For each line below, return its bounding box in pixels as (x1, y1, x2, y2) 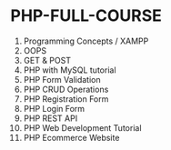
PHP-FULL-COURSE (10, 5, 163, 26)
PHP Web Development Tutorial (23, 122, 142, 133)
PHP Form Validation (23, 74, 101, 85)
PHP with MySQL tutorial (23, 65, 116, 75)
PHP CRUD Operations (23, 84, 109, 95)
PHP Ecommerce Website (23, 132, 120, 143)
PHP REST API (23, 113, 78, 124)
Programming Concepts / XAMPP (23, 35, 149, 46)
